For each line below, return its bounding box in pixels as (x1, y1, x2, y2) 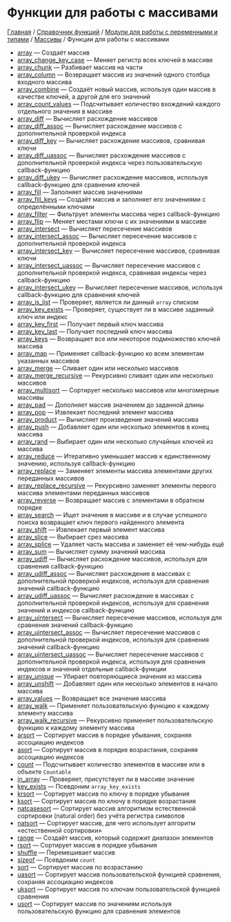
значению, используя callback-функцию (17, 459, 136, 468)
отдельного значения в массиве (17, 107, 113, 115)
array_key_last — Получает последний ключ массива (17, 327, 172, 336)
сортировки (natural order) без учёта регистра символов (17, 811, 185, 820)
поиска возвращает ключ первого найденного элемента (17, 518, 185, 526)
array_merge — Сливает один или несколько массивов (17, 364, 179, 372)
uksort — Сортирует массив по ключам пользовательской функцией (17, 885, 221, 893)
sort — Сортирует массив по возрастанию (17, 863, 143, 871)
